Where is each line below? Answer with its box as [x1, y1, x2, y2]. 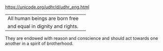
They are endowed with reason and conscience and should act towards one [5, 35, 158, 41]
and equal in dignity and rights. [7, 23, 79, 30]
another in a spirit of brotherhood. [5, 41, 73, 46]
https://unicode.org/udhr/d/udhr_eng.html [5, 4, 90, 10]
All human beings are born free [7, 15, 79, 21]
